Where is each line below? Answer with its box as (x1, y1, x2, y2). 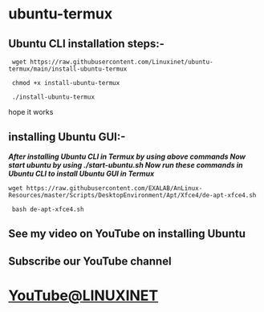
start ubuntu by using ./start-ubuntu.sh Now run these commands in (8, 160, 243, 169)
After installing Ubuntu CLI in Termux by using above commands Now (8, 152, 246, 161)
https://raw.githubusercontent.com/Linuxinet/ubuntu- (29, 58, 214, 66)
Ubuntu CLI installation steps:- (8, 37, 164, 51)
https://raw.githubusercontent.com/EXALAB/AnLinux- (26, 184, 203, 192)
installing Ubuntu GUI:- (8, 130, 126, 144)
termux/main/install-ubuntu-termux (8, 65, 128, 73)
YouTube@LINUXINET (8, 286, 159, 305)
